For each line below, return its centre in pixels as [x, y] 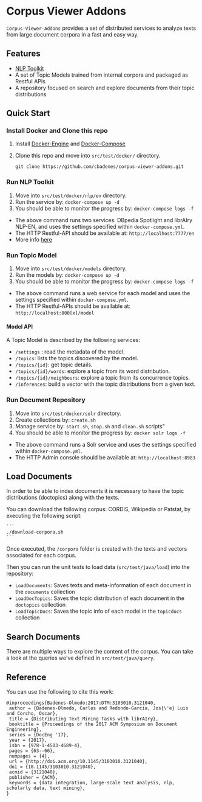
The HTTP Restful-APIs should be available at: [73, 306]
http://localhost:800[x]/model [55, 313]
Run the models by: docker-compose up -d [67, 275]
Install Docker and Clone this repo [57, 131]
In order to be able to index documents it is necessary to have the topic [95, 491]
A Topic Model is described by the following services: [73, 340]
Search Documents [43, 637]
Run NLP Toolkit [30, 182]
